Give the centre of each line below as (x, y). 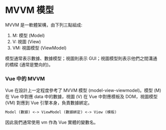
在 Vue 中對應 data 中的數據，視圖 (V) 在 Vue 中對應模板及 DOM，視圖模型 (81, 97)
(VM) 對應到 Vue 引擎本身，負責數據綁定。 (49, 103)
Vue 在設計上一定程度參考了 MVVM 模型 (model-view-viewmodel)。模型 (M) (83, 90)
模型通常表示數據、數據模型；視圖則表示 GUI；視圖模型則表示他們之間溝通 (81, 58)
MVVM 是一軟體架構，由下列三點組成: (44, 25)
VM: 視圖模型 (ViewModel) (39, 48)
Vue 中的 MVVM (25, 78)
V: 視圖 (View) (27, 41)
